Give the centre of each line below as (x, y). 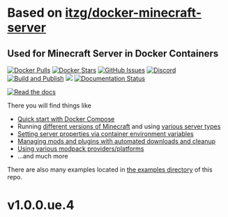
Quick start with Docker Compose (66, 119)
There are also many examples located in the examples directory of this (110, 170)
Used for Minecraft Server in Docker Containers (113, 53)
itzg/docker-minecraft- (134, 13)
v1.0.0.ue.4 (41, 205)
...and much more (43, 156)
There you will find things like (50, 105)
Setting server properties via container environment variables (105, 134)
